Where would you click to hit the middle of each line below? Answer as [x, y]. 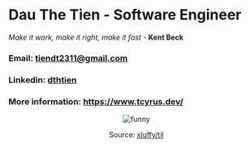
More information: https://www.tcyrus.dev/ [96, 101]
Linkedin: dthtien [43, 80]
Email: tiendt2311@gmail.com [68, 58]
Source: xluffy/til [136, 135]
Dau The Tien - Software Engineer [125, 15]
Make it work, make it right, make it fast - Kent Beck [96, 37]
